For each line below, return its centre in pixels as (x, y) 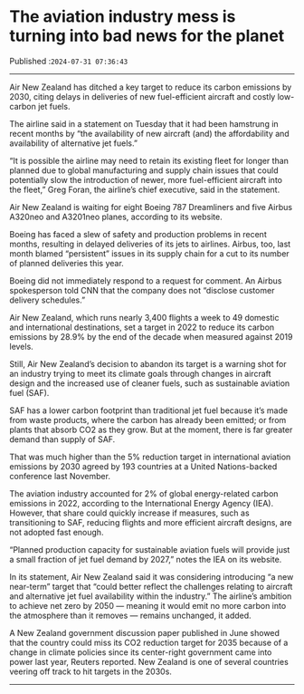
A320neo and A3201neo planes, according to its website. (116, 217)
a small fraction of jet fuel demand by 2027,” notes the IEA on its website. (146, 559)
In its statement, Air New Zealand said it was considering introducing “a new (152, 576)
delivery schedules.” (47, 300)
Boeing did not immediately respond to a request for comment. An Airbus (146, 280)
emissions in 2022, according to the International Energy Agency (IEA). (142, 503)
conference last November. (60, 476)
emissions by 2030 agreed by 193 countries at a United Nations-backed (143, 466)
